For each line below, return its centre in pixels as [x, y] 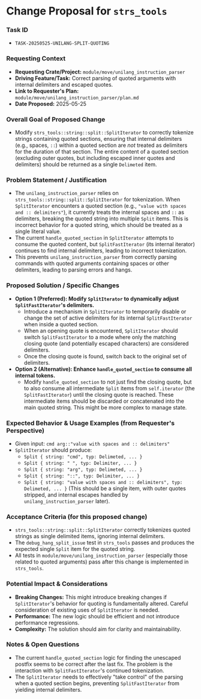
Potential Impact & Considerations [57, 584]
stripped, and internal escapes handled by [76, 494]
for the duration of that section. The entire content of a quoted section [102, 152]
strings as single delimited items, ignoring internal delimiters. [90, 536]
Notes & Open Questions [43, 644]
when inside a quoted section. [61, 324]
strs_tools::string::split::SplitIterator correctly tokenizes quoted [103, 530]
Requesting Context [36, 58]
